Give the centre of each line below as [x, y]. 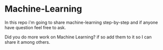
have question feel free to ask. [35, 27]
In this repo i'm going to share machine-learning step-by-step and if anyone [81, 22]
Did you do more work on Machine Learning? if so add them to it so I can [78, 37]
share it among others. [27, 42]
